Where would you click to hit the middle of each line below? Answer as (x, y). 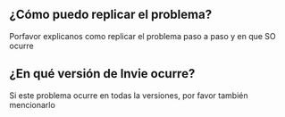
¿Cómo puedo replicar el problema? (111, 15)
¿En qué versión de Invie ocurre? (102, 74)
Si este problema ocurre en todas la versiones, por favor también (129, 95)
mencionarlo (32, 104)
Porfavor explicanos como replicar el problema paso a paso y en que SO (143, 36)
